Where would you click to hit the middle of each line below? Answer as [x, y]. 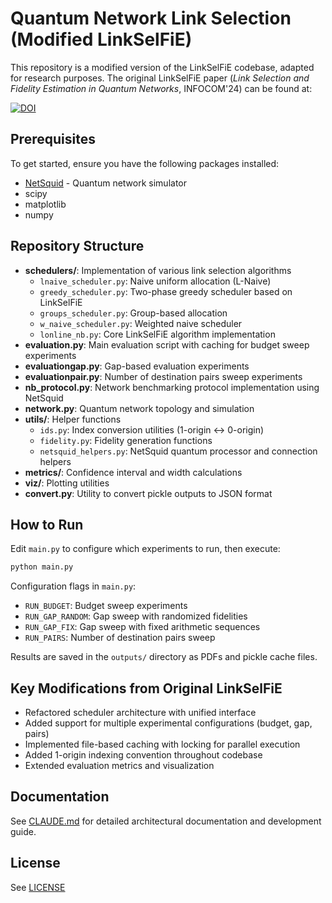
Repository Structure [77, 246]
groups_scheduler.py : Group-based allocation [133, 313]
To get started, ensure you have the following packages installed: [145, 163]
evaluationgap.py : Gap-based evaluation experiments [137, 366]
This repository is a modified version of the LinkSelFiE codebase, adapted [162, 67]
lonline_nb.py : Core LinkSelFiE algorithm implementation [157, 334]
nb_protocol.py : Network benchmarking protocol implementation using [172, 387]
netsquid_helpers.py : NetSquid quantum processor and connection [178, 451]
